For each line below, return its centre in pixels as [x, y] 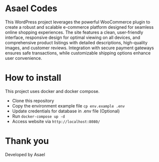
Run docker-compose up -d [38, 116]
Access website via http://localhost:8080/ [56, 121]
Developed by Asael [25, 154]
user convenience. [24, 58]
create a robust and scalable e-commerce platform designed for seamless [79, 27]
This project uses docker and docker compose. [52, 91]
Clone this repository [33, 101]
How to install [33, 78]
